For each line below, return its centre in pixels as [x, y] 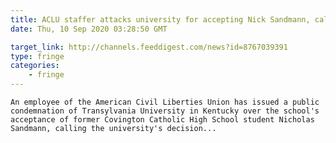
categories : [35, 66]
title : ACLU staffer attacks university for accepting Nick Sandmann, [160, 19]
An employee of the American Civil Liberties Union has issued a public [165, 102]
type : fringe [37, 56]
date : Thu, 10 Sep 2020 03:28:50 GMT [89, 29]
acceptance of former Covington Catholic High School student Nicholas [162, 120]
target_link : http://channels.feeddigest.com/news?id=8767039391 [149, 47]
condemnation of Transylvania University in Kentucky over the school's [165, 111]
